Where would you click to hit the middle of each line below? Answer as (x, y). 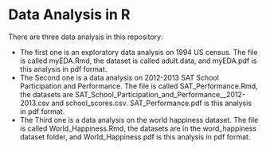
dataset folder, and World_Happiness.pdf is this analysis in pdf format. (135, 136)
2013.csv (35, 103)
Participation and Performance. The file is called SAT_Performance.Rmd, (139, 86)
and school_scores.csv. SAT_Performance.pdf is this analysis (152, 103)
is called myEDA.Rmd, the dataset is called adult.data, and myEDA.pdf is (138, 61)
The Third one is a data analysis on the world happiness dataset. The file (139, 120)
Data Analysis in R (69, 15)
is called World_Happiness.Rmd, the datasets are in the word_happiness (138, 128)
